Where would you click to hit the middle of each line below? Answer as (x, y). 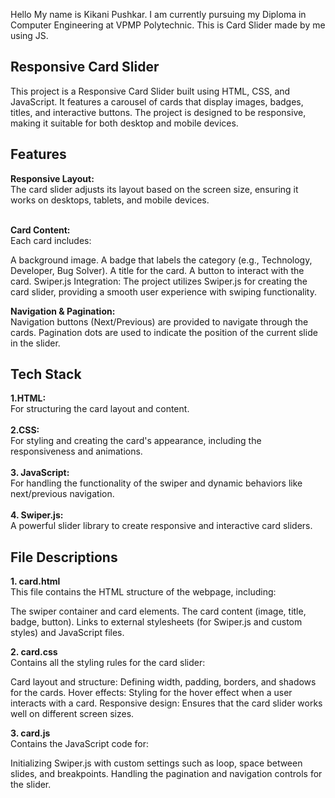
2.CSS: (25, 430)
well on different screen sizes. (72, 714)
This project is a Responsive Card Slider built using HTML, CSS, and (150, 91)
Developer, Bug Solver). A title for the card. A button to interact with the (157, 270)
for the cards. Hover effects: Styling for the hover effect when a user (151, 693)
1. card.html (35, 581)
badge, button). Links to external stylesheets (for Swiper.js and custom (156, 622)
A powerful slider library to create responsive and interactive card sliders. (161, 526)
